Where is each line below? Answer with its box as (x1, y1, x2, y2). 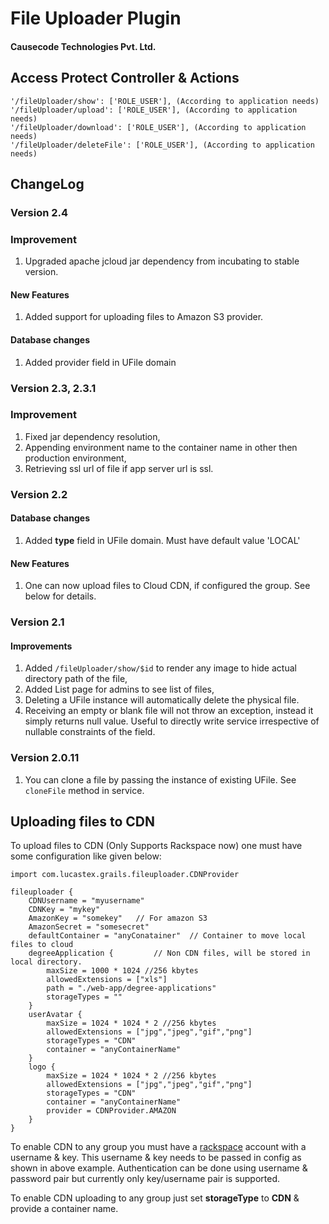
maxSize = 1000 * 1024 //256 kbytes (46, 966, 199, 976)
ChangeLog (10, 175, 85, 192)
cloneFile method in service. (24, 784, 145, 796)
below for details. (24, 590, 97, 602)
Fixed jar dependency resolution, (24, 430, 161, 442)
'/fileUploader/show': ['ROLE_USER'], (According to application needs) (10, 96, 320, 106)
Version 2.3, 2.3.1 (10, 381, 97, 395)
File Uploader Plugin (10, 7, 182, 30)
